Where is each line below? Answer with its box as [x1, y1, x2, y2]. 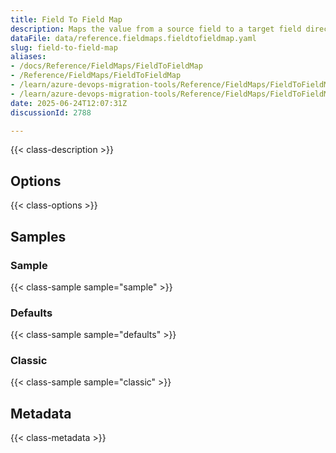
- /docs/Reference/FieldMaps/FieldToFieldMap [10, 61, 203, 71]
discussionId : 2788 [10, 107, 92, 118]
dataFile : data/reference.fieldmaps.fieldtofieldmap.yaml [10, 33, 257, 43]
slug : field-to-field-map [10, 42, 118, 53]
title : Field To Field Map [10, 14, 123, 25]
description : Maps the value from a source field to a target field [10, 24, 302, 34]
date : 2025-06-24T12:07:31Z [10, 98, 128, 108]
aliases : [10, 52, 47, 62]
